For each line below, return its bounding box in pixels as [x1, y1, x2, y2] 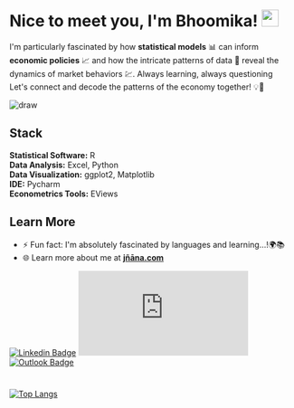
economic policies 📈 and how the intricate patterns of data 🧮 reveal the [9, 54, 280, 65]
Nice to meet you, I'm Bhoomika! [9, 11, 259, 32]
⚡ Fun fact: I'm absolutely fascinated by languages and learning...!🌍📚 [22, 239, 285, 250]
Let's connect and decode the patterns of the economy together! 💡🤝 [9, 81, 265, 92]
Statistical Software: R [9, 149, 96, 160]
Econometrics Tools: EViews [9, 188, 119, 199]
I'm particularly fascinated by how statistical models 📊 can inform [9, 41, 260, 52]
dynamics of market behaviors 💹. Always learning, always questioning [9, 68, 273, 79]
